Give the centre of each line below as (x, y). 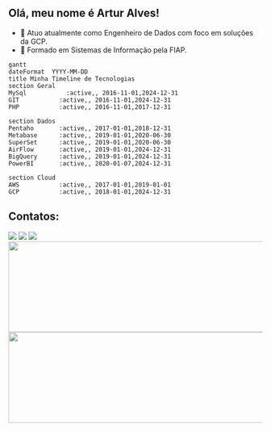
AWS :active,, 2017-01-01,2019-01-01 (90, 185)
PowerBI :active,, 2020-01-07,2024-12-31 (90, 163)
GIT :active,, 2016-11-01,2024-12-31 (90, 100)
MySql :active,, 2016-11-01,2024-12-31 (94, 93)
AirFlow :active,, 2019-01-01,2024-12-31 (90, 149)
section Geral (32, 86)
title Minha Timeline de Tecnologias (72, 79)
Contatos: (34, 217)
